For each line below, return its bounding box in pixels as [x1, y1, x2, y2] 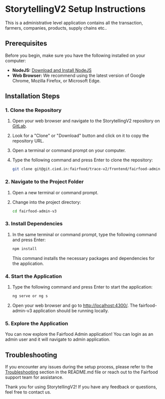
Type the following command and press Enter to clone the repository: [12, 157, 153, 163]
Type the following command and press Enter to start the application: [12, 284, 153, 290]
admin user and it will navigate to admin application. [5, 336, 111, 342]
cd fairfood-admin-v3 [12, 209, 57, 214]
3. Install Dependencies [5, 220, 63, 227]
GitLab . [12, 123, 27, 129]
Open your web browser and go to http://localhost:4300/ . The [12, 302, 138, 308]
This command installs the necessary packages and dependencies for [12, 255, 155, 261]
